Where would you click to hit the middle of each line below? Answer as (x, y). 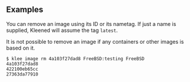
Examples (25, 10)
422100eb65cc (22, 69)
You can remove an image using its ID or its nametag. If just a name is (91, 24)
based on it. (21, 48)
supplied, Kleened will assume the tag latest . (62, 30)
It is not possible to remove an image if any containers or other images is (95, 41)
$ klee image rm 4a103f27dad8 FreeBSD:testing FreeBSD (75, 58)
